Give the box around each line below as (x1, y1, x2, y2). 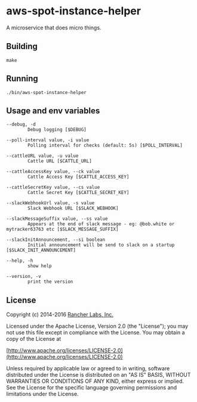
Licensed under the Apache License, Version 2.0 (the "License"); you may (6, 322, 189, 330)
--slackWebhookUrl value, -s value (6, 200, 95, 206)
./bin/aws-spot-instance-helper (6, 89, 87, 95)
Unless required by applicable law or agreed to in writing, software (6, 365, 170, 372)
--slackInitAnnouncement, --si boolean (6, 237, 106, 243)
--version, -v (6, 274, 42, 280)
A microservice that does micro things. (6, 24, 101, 31)
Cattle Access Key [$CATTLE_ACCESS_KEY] (27, 174, 130, 180)
